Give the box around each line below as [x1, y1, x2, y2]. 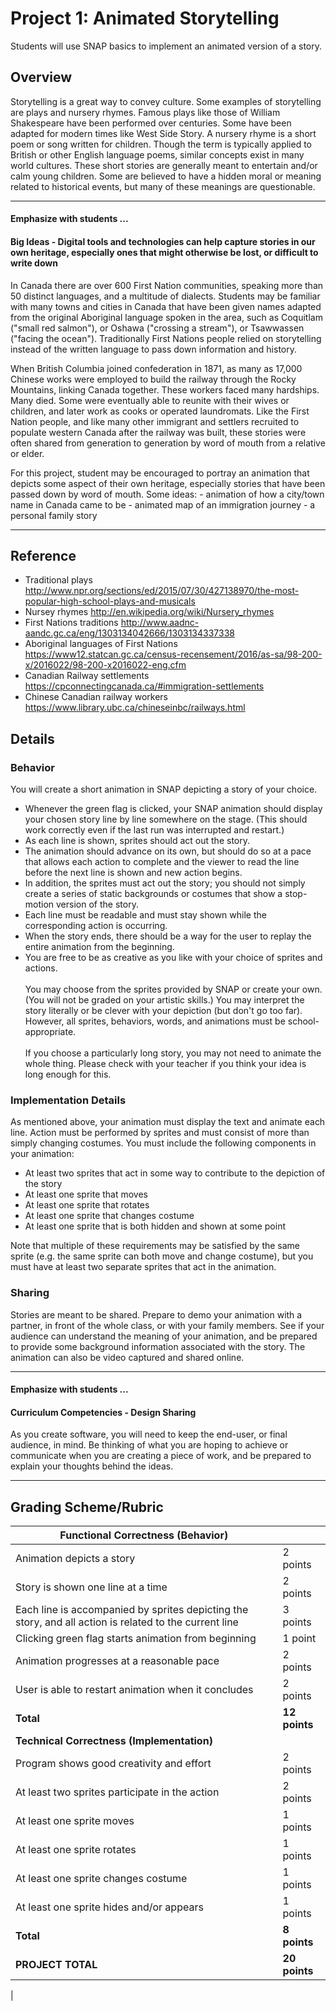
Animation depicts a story [15, 1552, 136, 1566]
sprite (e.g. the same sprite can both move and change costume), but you [10, 1250, 314, 1262]
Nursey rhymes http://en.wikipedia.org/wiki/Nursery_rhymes [24, 606, 275, 618]
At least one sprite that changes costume [24, 1210, 195, 1222]
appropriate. [24, 1026, 77, 1038]
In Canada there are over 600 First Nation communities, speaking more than [10, 279, 324, 291]
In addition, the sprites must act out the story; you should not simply [24, 877, 306, 889]
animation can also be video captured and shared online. [10, 1351, 245, 1363]
